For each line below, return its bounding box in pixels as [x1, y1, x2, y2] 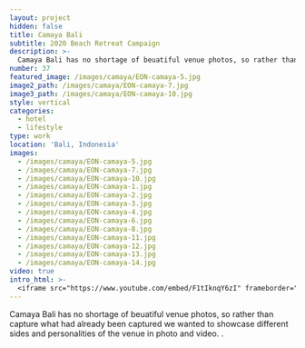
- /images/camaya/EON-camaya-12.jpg [17, 242, 156, 251]
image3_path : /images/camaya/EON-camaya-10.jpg [9, 89, 193, 98]
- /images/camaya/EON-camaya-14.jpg [17, 258, 156, 268]
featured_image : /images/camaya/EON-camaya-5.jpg [9, 73, 202, 82]
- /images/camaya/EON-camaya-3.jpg [17, 199, 152, 209]
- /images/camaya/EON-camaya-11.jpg [17, 233, 156, 242]
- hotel [17, 114, 47, 124]
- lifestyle [17, 124, 64, 133]
